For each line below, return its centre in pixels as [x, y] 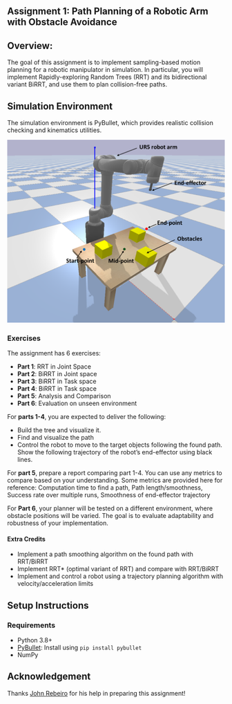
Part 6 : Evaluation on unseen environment [77, 403]
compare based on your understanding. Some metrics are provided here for [115, 481]
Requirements [31, 625]
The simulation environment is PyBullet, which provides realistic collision [110, 123]
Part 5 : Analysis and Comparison [64, 396]
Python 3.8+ [35, 640]
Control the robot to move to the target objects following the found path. [119, 445]
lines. [25, 460]
